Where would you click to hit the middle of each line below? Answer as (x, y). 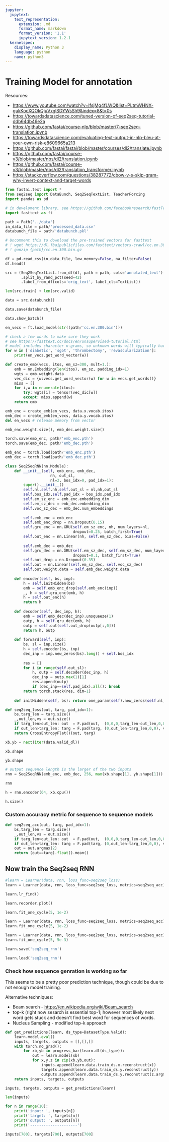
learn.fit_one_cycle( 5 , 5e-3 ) (37, 940)
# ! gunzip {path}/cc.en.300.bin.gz (44, 250)
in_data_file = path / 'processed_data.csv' (50, 227)
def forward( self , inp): (40, 640)
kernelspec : (22, 43)
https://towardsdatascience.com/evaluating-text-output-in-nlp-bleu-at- (87, 138)
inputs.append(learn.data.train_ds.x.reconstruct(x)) (99, 1065)
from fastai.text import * (33, 190)
